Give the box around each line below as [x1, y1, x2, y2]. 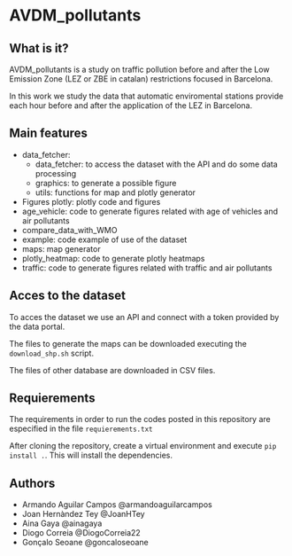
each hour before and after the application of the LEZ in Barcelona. [9, 100, 253, 111]
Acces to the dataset [9, 288, 127, 303]
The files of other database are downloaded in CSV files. [9, 364, 216, 375]
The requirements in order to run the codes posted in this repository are [9, 414, 272, 425]
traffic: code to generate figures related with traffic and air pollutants [21, 262, 273, 273]
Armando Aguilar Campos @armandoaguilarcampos [21, 499, 212, 510]
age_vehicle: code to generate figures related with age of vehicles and [21, 206, 279, 216]
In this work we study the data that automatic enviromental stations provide [9, 90, 284, 101]
